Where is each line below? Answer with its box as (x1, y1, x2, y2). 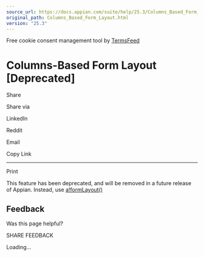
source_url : (6, 9, 36, 15)
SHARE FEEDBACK (6, 232, 53, 239)
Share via (6, 103, 30, 110)
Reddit (6, 127, 23, 134)
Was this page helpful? (6, 220, 64, 227)
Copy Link (6, 150, 32, 158)
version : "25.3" (6, 20, 47, 26)
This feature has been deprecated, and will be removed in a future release (6, 180, 192, 187)
